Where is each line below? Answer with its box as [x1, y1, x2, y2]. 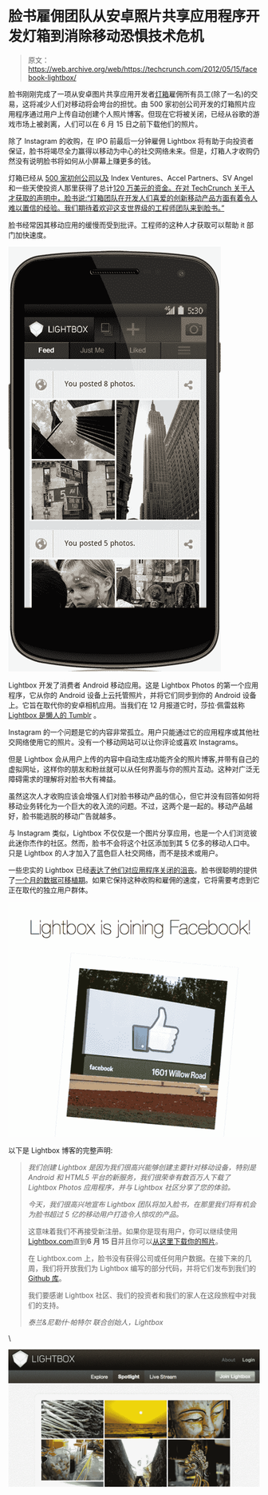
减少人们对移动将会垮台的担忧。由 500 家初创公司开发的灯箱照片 [35, 99, 249, 109]
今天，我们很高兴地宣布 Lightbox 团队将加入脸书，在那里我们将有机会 [27, 1200, 257, 1210]
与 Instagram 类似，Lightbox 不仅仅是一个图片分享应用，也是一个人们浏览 [8, 828, 250, 838]
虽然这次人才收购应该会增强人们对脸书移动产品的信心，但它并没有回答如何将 [8, 791, 260, 800]
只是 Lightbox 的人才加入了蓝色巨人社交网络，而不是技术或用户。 [8, 848, 223, 858]
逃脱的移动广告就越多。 [42, 811, 120, 820]
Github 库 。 [27, 1274, 66, 1283]
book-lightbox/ [27, 73, 77, 82]
